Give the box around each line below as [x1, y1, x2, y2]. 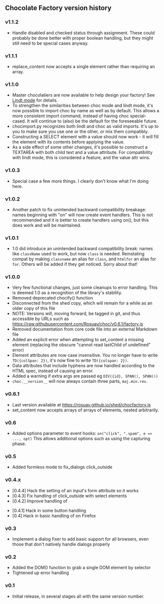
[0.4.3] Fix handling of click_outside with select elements [12, 493, 127, 499]
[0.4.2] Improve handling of [12, 498, 68, 504]
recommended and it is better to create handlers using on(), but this [12, 217, 149, 223]
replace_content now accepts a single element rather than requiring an [12, 63, 155, 69]
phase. [12, 441, 26, 447]
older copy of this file [12, 305, 55, 311]
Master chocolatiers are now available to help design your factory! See [12, 92, 155, 98]
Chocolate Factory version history [5, 4, 112, 12]
